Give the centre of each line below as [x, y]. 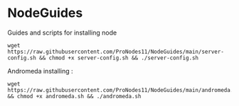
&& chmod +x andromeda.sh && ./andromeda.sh [74, 96]
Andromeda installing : [40, 71]
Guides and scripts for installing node [62, 33]
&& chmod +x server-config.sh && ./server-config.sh [119, 58]
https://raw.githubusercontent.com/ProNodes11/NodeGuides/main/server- [116, 52]
